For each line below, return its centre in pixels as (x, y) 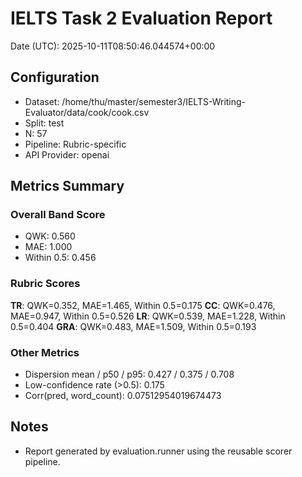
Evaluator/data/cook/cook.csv (87, 112)
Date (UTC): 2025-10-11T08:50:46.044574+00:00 (113, 46)
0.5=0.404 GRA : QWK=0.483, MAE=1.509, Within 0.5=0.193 (133, 326)
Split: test (44, 123)
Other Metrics (45, 352)
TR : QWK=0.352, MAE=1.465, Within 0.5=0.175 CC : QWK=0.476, (143, 305)
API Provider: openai (67, 154)
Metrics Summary (67, 186)
